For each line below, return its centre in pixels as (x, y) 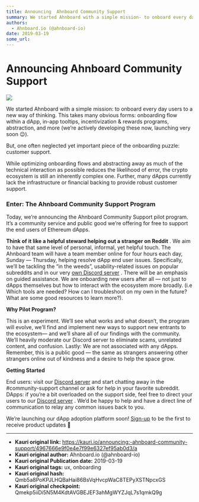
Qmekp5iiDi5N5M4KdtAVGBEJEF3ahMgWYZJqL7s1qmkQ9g (88, 492)
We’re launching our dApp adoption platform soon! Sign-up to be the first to (98, 419)
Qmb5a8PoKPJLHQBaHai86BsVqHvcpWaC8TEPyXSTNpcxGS (90, 480)
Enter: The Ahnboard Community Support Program (81, 204)
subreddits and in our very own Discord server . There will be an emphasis (97, 273)
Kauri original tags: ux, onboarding (58, 468)
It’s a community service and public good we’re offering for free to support (97, 223)
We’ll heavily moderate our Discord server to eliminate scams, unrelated (94, 340)
